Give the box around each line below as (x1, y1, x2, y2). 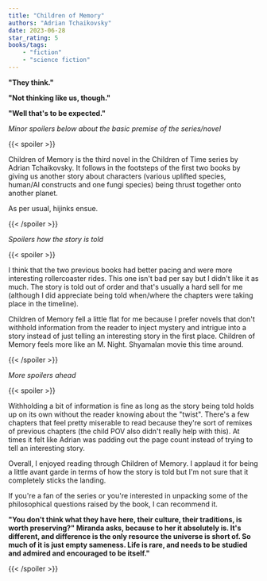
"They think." (8, 77, 54, 87)
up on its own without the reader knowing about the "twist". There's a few (8, 410, 250, 419)
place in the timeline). (8, 298, 79, 308)
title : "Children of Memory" (8, 11, 105, 20)
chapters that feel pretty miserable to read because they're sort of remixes (8, 417, 253, 427)
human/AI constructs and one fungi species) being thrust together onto (8, 179, 242, 189)
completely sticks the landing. (8, 475, 106, 485)
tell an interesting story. (8, 443, 86, 452)
